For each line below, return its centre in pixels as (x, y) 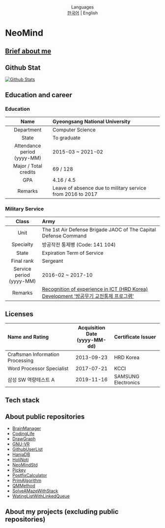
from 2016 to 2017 (75, 194)
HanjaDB (21, 454)
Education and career (39, 95)
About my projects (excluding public (62, 512)
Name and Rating (28, 337)
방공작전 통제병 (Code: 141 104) (79, 245)
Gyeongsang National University (91, 122)
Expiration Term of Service (73, 253)
